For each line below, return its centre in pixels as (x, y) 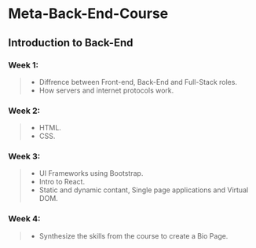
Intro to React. (62, 182)
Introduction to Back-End (71, 43)
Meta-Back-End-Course (88, 14)
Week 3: (24, 156)
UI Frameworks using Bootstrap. (91, 173)
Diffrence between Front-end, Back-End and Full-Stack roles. (138, 82)
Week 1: (24, 65)
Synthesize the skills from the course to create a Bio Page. (133, 235)
